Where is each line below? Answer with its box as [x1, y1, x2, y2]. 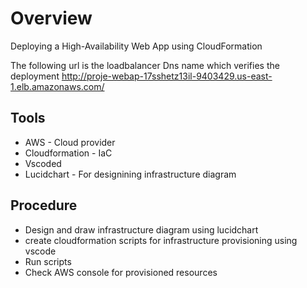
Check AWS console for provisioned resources [24, 266, 218, 278]
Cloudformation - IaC [24, 147, 113, 159]
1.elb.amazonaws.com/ [10, 80, 105, 92]
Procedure [10, 197, 78, 214]
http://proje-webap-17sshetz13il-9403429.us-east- [61, 70, 273, 82]
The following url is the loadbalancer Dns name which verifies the [10, 59, 280, 71]
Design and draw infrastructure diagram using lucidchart [24, 223, 259, 236]
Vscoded [24, 157, 62, 169]
